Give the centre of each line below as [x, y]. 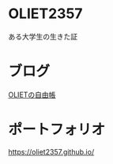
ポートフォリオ [57, 130]
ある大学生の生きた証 [43, 36]
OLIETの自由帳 [32, 95]
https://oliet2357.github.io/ [51, 151]
